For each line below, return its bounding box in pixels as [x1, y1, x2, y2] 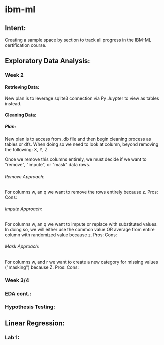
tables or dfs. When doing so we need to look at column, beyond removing [5, 141, 159, 147]
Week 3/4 [5, 277, 29, 284]
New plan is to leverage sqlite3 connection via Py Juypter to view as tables [5, 95, 159, 101]
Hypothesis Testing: [5, 303, 56, 310]
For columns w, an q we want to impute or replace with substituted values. [5, 221, 158, 227]
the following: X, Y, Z [5, 147, 48, 153]
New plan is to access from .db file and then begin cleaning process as [5, 136, 151, 142]
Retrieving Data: [5, 84, 40, 90]
